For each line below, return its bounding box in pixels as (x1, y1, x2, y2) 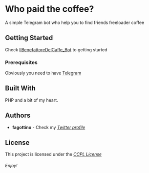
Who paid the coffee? (5, 3, 94, 15)
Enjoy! (5, 163, 18, 169)
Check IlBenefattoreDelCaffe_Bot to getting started (5, 46, 107, 52)
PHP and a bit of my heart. (5, 97, 59, 103)
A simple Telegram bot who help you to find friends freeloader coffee (5, 20, 145, 25)
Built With (5, 84, 36, 92)
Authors (5, 111, 31, 120)
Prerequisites (5, 59, 38, 65)
